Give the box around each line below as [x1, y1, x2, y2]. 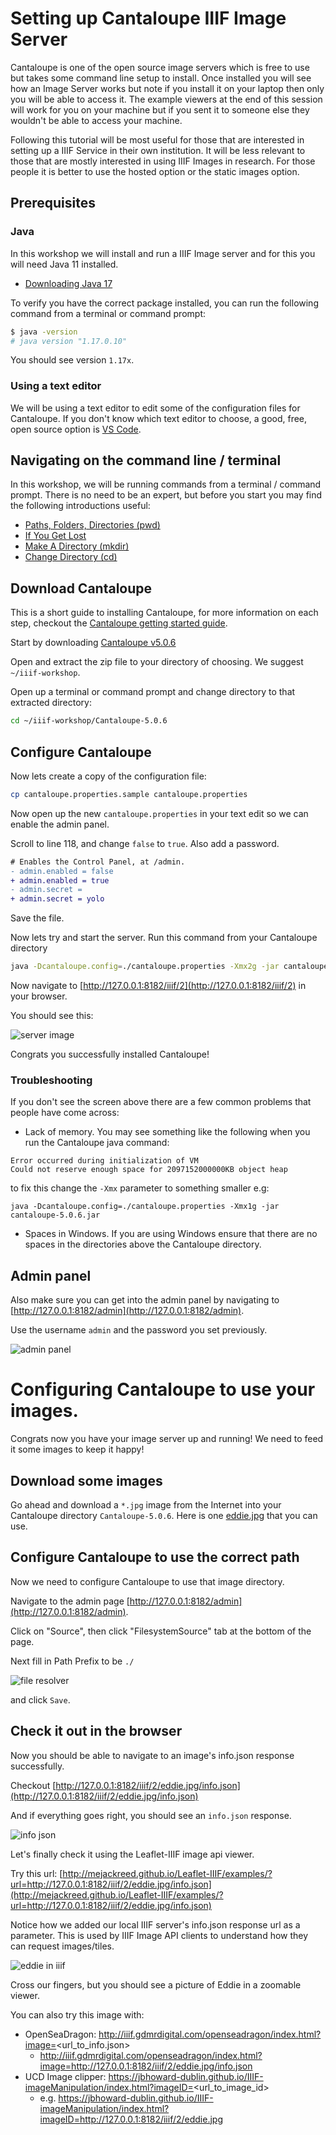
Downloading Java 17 [24, 277, 113, 289]
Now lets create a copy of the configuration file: [10, 770, 207, 782]
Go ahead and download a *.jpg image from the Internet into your [10, 1498, 282, 1511]
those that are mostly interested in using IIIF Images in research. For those [10, 155, 316, 167]
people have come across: [10, 1107, 120, 1119]
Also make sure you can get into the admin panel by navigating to [10, 1294, 280, 1306]
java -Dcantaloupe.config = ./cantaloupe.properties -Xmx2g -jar [10, 962, 280, 972]
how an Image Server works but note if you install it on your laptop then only [10, 82, 325, 94]
